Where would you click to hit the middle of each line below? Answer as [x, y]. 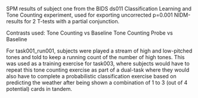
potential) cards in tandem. [39, 89]
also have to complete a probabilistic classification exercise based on [92, 76]
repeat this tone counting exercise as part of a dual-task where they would [98, 70]
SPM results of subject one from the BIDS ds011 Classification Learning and [99, 9]
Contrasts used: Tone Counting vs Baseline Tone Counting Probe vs [89, 33]
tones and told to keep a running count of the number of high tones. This [95, 57]
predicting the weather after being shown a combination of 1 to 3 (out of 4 [97, 82]
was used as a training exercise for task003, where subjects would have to [98, 63]
